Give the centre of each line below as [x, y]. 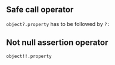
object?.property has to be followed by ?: [58, 24]
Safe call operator [40, 10]
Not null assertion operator [57, 43]
